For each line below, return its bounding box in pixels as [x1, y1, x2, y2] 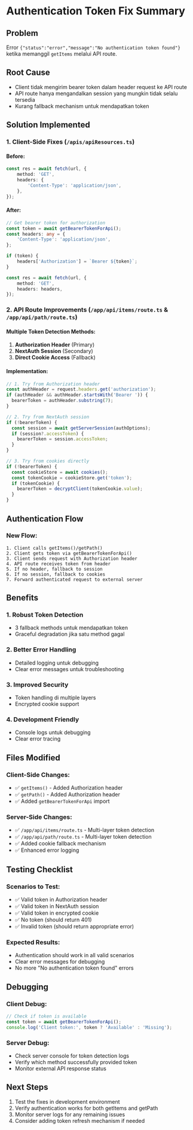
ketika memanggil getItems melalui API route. [6, 50, 118, 57]
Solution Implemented [6, 120, 91, 130]
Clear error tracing [14, 735, 61, 742]
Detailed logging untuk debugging [14, 659, 99, 666]
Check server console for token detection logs [14, 1052, 130, 1059]
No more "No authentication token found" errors [14, 964, 134, 971]
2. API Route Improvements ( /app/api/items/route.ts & [6, 306, 169, 314]
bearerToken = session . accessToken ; [17, 436, 109, 442]
